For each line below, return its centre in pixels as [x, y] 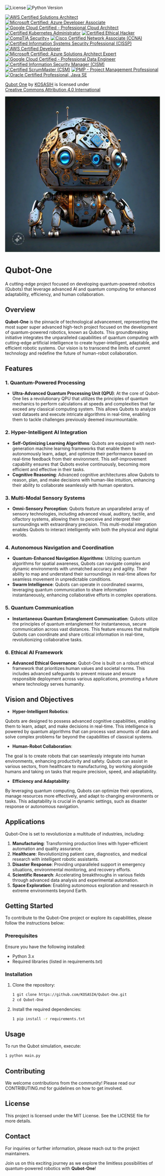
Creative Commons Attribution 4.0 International [53, 90]
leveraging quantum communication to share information [69, 590]
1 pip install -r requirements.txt [49, 1019]
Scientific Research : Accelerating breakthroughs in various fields [79, 875]
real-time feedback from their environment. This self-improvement [79, 459]
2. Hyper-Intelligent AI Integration [46, 433]
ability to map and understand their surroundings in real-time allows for [84, 574]
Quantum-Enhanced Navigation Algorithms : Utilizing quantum [76, 558]
